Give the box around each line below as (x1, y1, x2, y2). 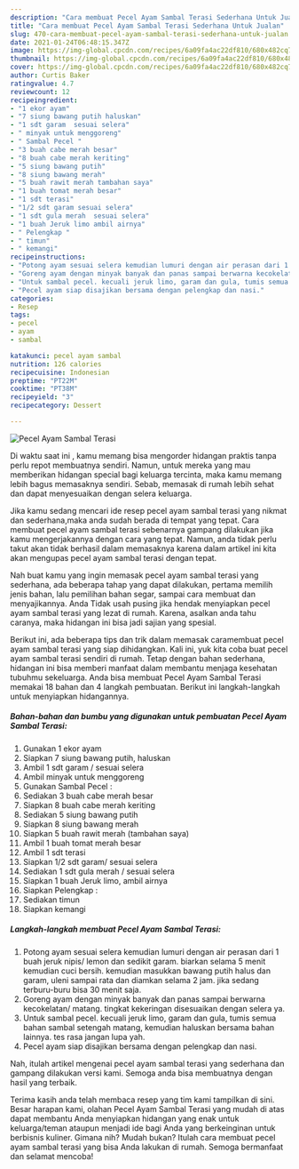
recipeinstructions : (10, 252, 87, 262)
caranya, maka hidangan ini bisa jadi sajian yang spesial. (10, 617, 216, 628)
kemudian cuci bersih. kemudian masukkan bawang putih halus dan (22, 965, 271, 976)
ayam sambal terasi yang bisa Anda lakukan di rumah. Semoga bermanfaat (10, 1141, 284, 1152)
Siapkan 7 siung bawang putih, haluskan (22, 752, 171, 763)
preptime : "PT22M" (10, 376, 78, 385)
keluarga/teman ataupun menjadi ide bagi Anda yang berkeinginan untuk (10, 1122, 276, 1133)
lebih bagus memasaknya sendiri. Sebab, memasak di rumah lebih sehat (10, 478, 274, 489)
